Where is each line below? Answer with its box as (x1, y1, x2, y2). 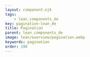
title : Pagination (5, 26, 43, 31)
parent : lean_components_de (5, 30, 63, 35)
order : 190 (5, 44, 28, 49)
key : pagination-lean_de (5, 21, 56, 26)
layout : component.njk (5, 7, 52, 12)
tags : (5, 12, 16, 17)
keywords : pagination (5, 40, 50, 45)
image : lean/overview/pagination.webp (5, 35, 85, 40)
